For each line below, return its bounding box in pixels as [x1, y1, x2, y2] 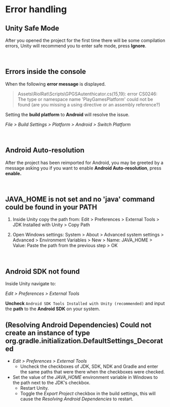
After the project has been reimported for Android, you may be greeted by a [5, 159, 164, 166]
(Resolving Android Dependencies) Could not [5, 320, 152, 329]
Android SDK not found [5, 267, 80, 276]
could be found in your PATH [5, 203, 97, 212]
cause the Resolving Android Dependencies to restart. [20, 396, 133, 402]
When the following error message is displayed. [5, 80, 106, 87]
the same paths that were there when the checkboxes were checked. [20, 369, 165, 375]
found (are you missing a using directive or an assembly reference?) [17, 101, 161, 107]
